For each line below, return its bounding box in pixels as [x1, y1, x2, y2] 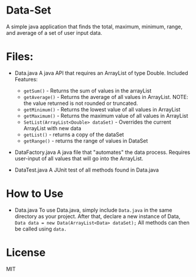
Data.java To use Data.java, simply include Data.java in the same [14, 206, 172, 213]
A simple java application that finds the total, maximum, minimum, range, [6, 23, 183, 30]
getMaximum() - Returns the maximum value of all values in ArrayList [23, 112, 188, 119]
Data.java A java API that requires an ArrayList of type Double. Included [14, 69, 188, 77]
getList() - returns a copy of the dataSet [23, 131, 124, 138]
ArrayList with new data [23, 124, 81, 131]
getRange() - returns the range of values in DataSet [23, 137, 148, 144]
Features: [14, 75, 38, 83]
